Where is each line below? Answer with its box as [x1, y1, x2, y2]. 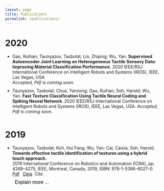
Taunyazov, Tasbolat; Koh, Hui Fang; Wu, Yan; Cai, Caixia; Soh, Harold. [12, 145, 155, 151]
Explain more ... [14, 179, 49, 185]
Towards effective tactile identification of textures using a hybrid [12, 150, 148, 156]
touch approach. [12, 155, 47, 162]
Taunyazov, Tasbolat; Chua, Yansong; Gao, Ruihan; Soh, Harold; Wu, [12, 88, 151, 94]
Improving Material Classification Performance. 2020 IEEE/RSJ [12, 64, 143, 70]
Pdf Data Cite [12, 171, 43, 177]
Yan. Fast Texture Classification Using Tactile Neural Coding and [12, 93, 146, 99]
